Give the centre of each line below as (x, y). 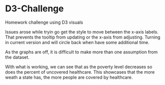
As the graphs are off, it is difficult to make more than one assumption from (82, 52)
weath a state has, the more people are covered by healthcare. (69, 77)
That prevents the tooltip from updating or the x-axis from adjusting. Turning (83, 37)
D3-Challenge (35, 9)
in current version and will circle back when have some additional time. (77, 42)
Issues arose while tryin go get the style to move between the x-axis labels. (82, 32)
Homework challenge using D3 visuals (44, 22)
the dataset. (17, 57)
